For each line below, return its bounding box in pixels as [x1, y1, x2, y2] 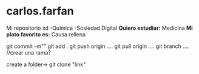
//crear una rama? [6, 49, 52, 56]
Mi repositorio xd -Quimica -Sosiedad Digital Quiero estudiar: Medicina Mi [6, 24, 193, 32]
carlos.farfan [6, 4, 74, 18]
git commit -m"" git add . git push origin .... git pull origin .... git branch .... [6, 42, 189, 50]
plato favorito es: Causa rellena [6, 30, 86, 38]
